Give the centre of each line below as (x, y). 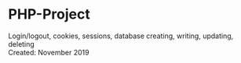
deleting (22, 44)
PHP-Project (49, 14)
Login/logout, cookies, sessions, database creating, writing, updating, (121, 36)
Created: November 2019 (49, 52)
